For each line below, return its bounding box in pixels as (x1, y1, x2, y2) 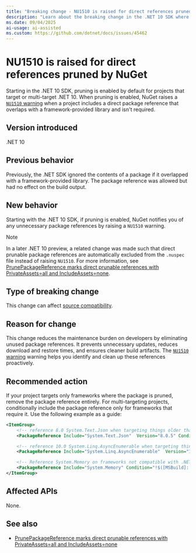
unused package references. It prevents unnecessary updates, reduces (6, 341, 178, 348)
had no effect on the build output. (6, 183, 86, 190)
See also (6, 519, 38, 529)
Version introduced (6, 123, 78, 133)
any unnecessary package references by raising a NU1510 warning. (6, 222, 166, 229)
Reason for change (6, 319, 76, 329)
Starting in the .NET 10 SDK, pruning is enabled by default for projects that (6, 87, 185, 94)
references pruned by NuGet (6, 68, 148, 81)
